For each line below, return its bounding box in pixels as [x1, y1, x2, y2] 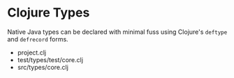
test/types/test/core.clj [17, 55, 84, 64]
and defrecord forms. [7, 35, 68, 43]
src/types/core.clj [17, 63, 68, 71]
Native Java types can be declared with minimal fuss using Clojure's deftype [7, 28, 228, 36]
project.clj [17, 48, 47, 57]
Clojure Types [7, 5, 90, 21]
